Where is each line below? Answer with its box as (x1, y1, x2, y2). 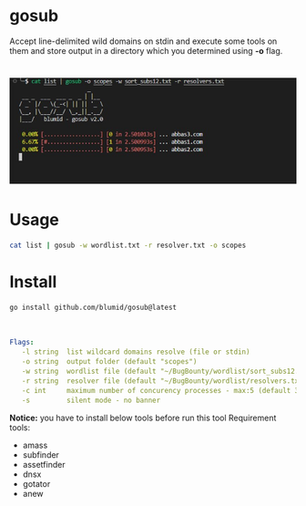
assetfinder (22, 459, 66, 470)
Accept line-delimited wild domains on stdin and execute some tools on (9, 36, 278, 46)
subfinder (22, 449, 59, 460)
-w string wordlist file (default (21, 367, 157, 377)
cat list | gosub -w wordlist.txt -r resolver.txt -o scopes (9, 241, 247, 250)
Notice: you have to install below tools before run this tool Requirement (9, 412, 277, 423)
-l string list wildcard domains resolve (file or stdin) (21, 347, 250, 356)
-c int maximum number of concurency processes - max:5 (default (21, 386, 291, 395)
